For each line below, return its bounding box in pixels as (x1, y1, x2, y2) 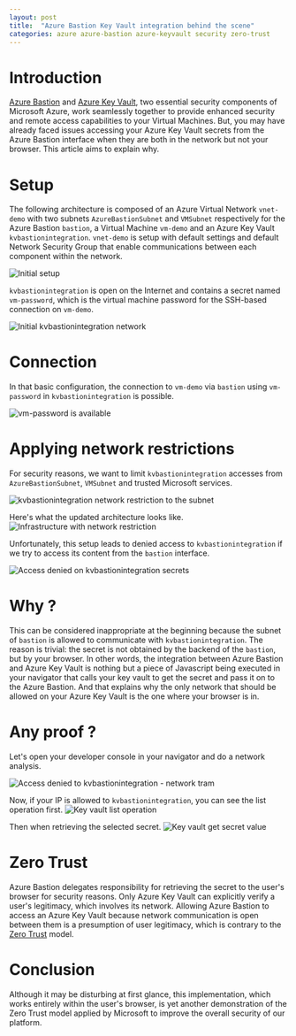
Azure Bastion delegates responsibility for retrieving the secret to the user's (9, 881, 285, 892)
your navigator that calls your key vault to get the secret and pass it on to (9, 672, 276, 683)
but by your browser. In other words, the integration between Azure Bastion (9, 654, 284, 664)
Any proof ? (9, 722, 97, 742)
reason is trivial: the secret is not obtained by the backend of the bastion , (9, 644, 277, 655)
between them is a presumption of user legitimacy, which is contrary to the (9, 919, 282, 930)
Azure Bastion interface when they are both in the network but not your (9, 134, 269, 145)
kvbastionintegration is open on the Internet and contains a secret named (9, 285, 281, 296)
